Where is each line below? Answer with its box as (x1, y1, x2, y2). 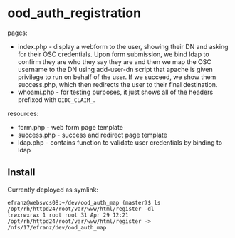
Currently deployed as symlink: (7, 185, 98, 194)
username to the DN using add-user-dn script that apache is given (17, 65, 214, 73)
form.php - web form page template (17, 123, 123, 131)
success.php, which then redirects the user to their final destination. (17, 80, 218, 88)
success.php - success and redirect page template (17, 130, 167, 139)
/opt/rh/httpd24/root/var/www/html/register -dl (7, 205, 155, 212)
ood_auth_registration (7, 5, 141, 21)
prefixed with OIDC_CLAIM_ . (17, 95, 95, 104)
